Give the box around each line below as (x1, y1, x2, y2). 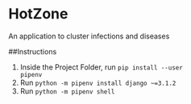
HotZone (8, 5, 69, 23)
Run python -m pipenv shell (19, 86, 115, 96)
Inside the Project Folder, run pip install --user (19, 62, 183, 72)
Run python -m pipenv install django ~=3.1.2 (19, 78, 176, 87)
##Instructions (8, 46, 57, 56)
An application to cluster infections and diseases (8, 31, 170, 41)
